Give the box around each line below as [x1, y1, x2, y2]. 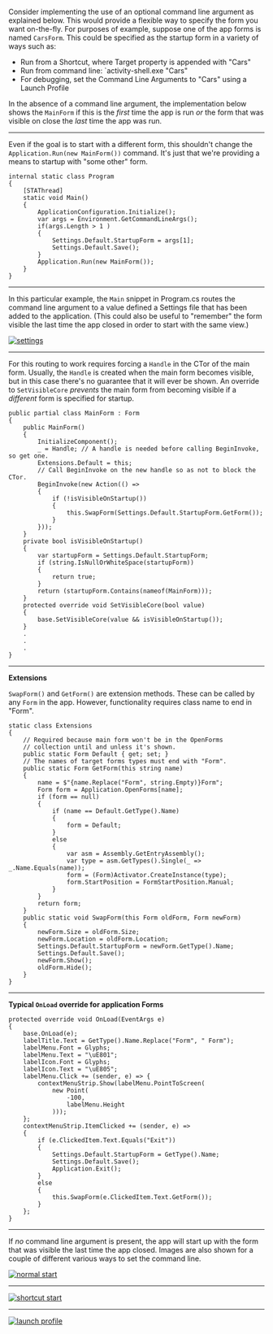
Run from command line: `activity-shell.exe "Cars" [19, 66, 188, 76]
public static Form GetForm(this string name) [23, 764, 184, 772]
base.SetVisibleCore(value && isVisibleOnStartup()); [37, 615, 223, 624]
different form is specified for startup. [8, 393, 135, 403]
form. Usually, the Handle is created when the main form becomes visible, [8, 367, 254, 377]
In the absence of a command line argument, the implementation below [8, 99, 247, 108]
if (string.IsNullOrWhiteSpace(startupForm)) [37, 558, 195, 567]
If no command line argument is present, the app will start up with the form [8, 1236, 258, 1246]
